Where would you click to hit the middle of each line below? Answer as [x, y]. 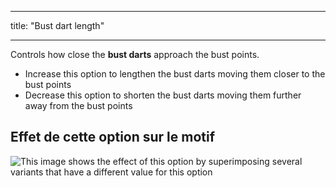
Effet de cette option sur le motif [113, 137]
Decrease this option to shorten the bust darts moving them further [163, 95]
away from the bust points [78, 105]
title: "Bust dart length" [57, 25]
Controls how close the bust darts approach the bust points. [135, 54]
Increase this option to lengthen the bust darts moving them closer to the [175, 74]
